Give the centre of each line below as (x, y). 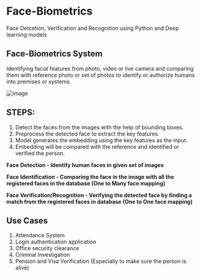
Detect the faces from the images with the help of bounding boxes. (100, 127)
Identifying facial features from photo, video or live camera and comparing (100, 68)
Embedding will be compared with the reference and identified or (97, 146)
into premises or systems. (39, 81)
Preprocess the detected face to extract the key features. (87, 134)
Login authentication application (56, 242)
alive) (22, 268)
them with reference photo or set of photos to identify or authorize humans (101, 75)
